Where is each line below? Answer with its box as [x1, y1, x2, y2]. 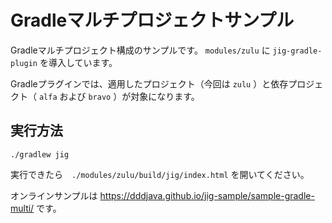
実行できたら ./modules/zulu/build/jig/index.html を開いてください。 [10, 168, 310, 180]
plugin [10, 58, 38, 68]
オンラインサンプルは [10, 189, 98, 201]
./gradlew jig [10, 149, 70, 160]
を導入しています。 [39, 56, 118, 68]
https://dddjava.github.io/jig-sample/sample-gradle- [99, 189, 315, 201]
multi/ [10, 202, 35, 214]
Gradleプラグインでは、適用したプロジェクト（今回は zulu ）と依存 [10, 77, 289, 90]
